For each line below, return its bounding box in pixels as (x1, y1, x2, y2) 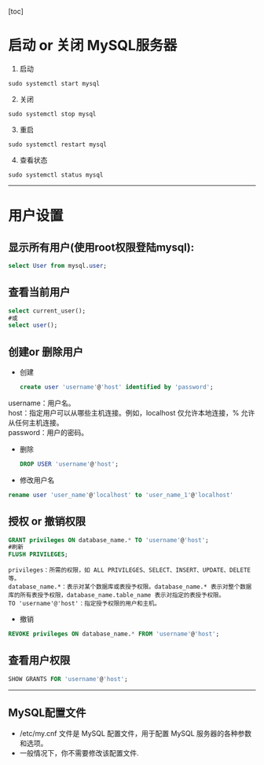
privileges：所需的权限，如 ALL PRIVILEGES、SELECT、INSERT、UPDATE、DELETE (8, 566, 251, 574)
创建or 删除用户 (8, 345, 84, 358)
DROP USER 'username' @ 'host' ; (19, 459, 119, 468)
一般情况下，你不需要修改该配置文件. (19, 748, 139, 757)
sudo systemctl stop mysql (8, 110, 97, 118)
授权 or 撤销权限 (8, 514, 86, 529)
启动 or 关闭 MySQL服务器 (8, 37, 178, 54)
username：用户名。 (8, 398, 75, 408)
